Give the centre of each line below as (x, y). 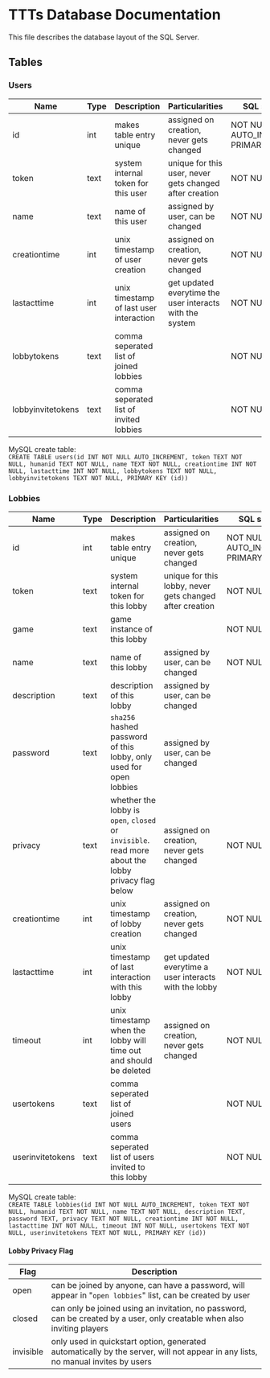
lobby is (125, 810)
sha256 (123, 717)
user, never (189, 173)
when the (128, 1030)
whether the (133, 800)
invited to (128, 1166)
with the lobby (190, 987)
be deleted (131, 1070)
